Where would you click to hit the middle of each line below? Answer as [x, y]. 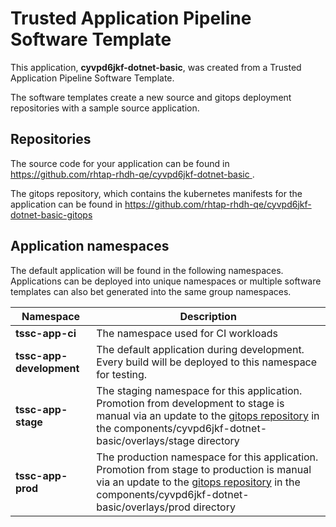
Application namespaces [90, 246]
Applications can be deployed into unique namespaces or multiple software [166, 281]
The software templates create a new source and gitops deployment [151, 97]
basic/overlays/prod [143, 507]
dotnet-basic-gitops [51, 214]
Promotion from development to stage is [190, 403]
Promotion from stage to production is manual [204, 469]
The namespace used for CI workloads [187, 333]
